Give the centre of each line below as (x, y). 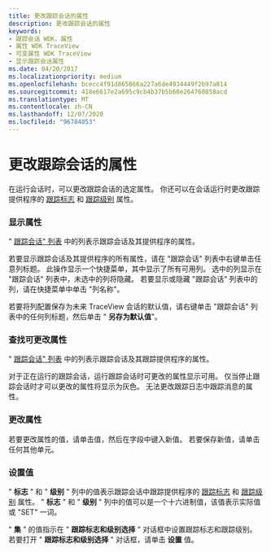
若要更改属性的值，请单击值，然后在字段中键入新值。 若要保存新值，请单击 (134, 439)
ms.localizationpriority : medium (65, 77)
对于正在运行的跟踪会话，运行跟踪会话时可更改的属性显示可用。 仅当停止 (131, 376)
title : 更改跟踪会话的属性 (49, 16)
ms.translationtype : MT (49, 99)
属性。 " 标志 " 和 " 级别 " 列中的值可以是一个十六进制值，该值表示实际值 (139, 502)
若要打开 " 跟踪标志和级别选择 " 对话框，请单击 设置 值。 (103, 539)
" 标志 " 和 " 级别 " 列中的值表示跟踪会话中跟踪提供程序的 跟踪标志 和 (124, 492)
